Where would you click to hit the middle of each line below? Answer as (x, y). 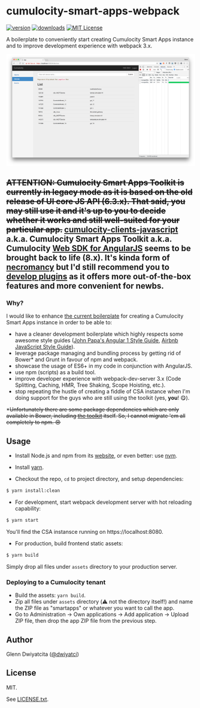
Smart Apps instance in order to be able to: (59, 322)
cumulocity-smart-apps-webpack (93, 11)
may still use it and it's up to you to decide (86, 211)
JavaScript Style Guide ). (45, 347)
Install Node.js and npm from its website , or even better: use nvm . (96, 456)
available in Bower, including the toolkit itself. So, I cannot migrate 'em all (96, 416)
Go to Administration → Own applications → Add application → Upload (102, 614)
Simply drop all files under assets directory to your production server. (92, 566)
